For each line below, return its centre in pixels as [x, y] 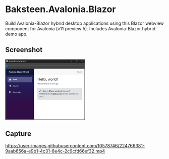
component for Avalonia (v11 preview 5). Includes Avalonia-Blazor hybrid [80, 28]
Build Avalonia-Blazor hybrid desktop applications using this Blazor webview [84, 23]
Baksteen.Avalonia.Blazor [61, 9]
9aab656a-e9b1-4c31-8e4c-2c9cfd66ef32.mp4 [55, 151]
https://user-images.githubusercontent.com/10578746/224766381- [75, 146]
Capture [18, 134]
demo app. [16, 34]
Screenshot [24, 50]
